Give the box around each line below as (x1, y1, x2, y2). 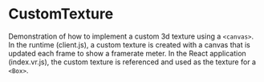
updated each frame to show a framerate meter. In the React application (8, 48, 246, 58)
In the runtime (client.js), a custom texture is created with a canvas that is (8, 39, 250, 49)
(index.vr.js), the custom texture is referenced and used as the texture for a (8, 57, 257, 67)
